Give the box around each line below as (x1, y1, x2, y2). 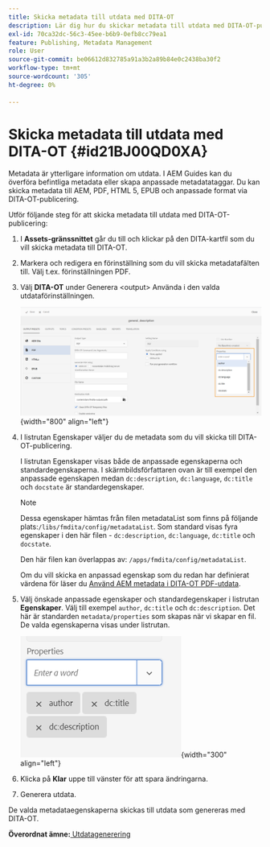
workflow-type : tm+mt (8, 64, 81, 72)
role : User (8, 47, 45, 56)
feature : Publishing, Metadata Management (8, 39, 153, 47)
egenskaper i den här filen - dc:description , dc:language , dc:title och (19, 530, 256, 539)
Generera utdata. (19, 789, 76, 799)
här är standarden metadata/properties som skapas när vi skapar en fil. (19, 611, 257, 621)
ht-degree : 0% (8, 81, 56, 89)
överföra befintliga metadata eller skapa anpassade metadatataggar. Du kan (8, 177, 260, 187)
